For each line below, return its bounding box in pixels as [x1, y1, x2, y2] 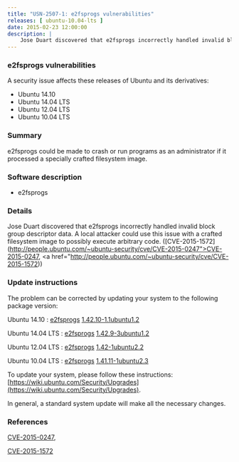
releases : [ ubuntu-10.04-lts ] [7, 17, 103, 24]
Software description [7, 172, 83, 182]
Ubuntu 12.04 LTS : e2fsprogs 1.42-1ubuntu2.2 [7, 343, 144, 351]
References [7, 417, 48, 426]
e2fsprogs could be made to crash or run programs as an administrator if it [7, 146, 226, 155]
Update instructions [7, 278, 78, 288]
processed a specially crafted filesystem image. [7, 154, 148, 163]
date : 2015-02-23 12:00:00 [7, 23, 87, 31]
